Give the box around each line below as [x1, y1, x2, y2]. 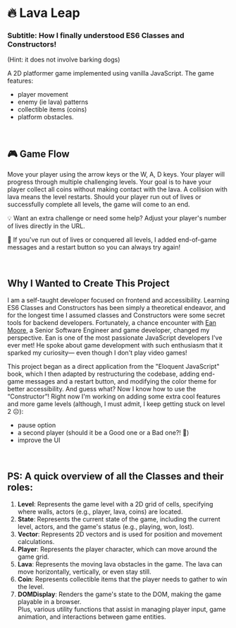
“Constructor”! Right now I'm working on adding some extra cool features [7, 392, 221, 401]
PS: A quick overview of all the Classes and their [7, 470, 224, 482]
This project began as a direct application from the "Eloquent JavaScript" [7, 362, 220, 371]
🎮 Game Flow [7, 148, 70, 160]
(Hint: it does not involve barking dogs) [7, 55, 120, 64]
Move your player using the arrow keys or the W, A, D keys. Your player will [7, 170, 225, 179]
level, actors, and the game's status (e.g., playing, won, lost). [17, 522, 194, 531]
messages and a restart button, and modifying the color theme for [25, 377, 217, 386]
